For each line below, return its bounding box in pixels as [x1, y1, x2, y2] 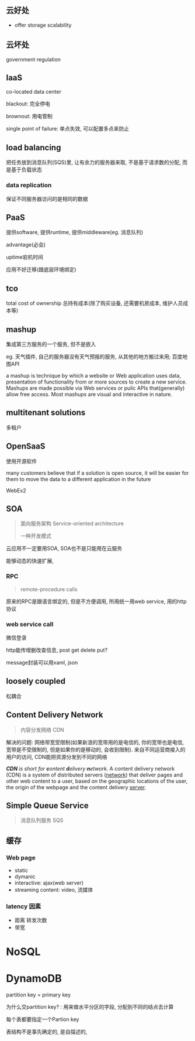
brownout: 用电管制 [6, 113, 53, 120]
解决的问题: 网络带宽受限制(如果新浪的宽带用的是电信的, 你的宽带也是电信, [6, 738, 184, 745]
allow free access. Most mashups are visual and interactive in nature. [6, 391, 172, 398]
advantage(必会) [6, 241, 46, 248]
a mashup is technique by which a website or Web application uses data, [6, 372, 181, 379]
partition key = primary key [6, 991, 71, 998]
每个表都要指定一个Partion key [6, 1015, 79, 1023]
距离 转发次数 [14, 917, 47, 924]
